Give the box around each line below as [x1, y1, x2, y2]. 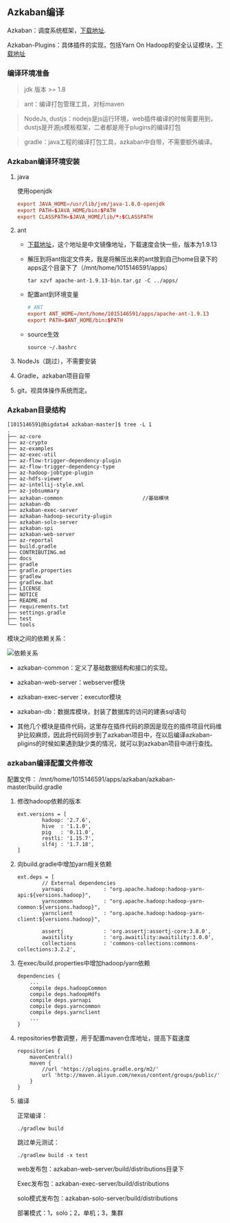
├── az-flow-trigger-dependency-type [7, 463, 115, 470]
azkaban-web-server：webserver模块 [16, 678, 126, 686]
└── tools [7, 621, 36, 628]
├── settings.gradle [7, 609, 67, 616]
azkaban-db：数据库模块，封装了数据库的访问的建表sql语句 [16, 707, 187, 715]
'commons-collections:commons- [109, 940, 199, 947]
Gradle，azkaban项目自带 [16, 371, 91, 380]
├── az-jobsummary [7, 487, 60, 494]
